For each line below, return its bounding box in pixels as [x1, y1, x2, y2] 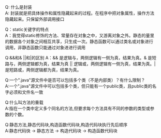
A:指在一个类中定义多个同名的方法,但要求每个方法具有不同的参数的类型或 [5, 106, 150, 111]
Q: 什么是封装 [5, 4, 32, 10]
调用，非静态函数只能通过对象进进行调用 [5, 45, 86, 50]
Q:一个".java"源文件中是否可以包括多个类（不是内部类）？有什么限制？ [5, 77, 146, 83]
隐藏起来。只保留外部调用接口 [5, 16, 64, 22]
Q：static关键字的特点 [5, 27, 49, 32]
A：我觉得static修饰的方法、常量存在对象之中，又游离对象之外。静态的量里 [5, 33, 155, 38]
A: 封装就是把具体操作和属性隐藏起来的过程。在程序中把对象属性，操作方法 [5, 10, 155, 16]
